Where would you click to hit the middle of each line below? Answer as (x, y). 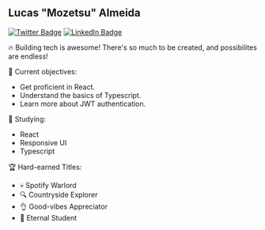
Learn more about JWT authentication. (83, 104)
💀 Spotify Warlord (48, 185)
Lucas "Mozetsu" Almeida (74, 13)
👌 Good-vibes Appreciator (64, 206)
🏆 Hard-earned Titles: (45, 167)
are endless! (28, 56)
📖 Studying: (27, 119)
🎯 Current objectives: (43, 71)
